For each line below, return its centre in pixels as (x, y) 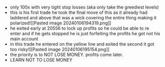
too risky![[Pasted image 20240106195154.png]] (60, 49)
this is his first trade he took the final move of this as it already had (79, 12)
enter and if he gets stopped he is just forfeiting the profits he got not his (85, 33)
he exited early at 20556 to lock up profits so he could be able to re (79, 28)
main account (24, 39)
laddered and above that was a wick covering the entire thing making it (83, 18)
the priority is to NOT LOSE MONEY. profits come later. (66, 55)
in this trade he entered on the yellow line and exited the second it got (82, 44)
